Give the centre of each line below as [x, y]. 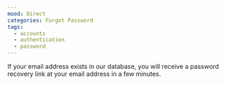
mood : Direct [27, 14]
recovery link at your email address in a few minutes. [84, 74]
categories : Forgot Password [50, 20]
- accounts [30, 33]
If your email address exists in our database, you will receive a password [113, 66]
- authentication [39, 40]
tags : [15, 27]
